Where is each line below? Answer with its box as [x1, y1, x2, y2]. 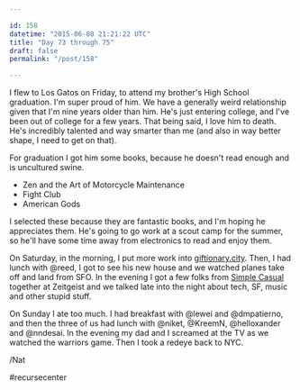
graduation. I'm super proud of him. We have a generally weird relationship [9, 96, 286, 108]
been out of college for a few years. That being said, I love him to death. [9, 116, 277, 127]
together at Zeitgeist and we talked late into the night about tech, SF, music [9, 281, 288, 293]
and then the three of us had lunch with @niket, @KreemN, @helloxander [9, 318, 281, 329]
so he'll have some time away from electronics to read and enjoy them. [9, 235, 272, 246]
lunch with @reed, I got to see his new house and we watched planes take [9, 262, 286, 273]
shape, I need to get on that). [9, 135, 117, 146]
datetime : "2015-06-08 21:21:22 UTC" [9, 29, 151, 39]
